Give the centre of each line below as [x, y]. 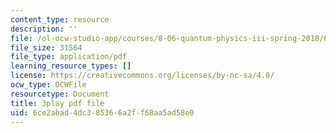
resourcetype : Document [60, 94]
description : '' [44, 29]
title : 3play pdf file [57, 103]
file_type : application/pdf [69, 57]
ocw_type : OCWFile [48, 85]
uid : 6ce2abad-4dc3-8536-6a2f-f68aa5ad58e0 [102, 112]
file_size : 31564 [46, 47]
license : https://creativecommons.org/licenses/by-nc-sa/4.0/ [142, 76]
